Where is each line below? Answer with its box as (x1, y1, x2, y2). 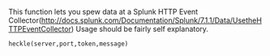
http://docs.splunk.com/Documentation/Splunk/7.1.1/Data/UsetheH (41, 15, 262, 25)
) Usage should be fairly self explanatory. (71, 24, 209, 33)
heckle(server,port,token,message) (8, 40, 129, 48)
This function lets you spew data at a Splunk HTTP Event (8, 7, 199, 16)
